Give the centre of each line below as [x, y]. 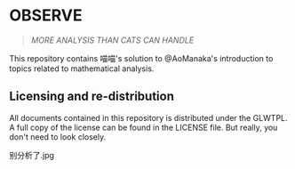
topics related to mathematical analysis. [82, 68]
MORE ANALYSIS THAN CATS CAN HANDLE [112, 40]
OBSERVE [46, 16]
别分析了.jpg [32, 155]
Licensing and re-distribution [92, 97]
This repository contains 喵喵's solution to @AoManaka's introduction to [141, 58]
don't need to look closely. [58, 137]
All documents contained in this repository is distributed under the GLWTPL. [148, 117]
